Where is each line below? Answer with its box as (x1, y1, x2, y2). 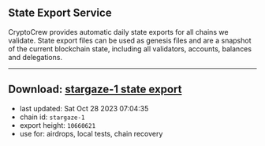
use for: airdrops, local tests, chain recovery (19, 129, 163, 138)
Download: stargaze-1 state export (8, 83, 182, 96)
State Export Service (8, 6, 112, 20)
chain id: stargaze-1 (19, 112, 85, 122)
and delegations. (8, 52, 63, 62)
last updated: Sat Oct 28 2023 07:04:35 (19, 103, 149, 113)
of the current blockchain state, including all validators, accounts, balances (8, 43, 252, 54)
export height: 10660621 (19, 120, 96, 129)
